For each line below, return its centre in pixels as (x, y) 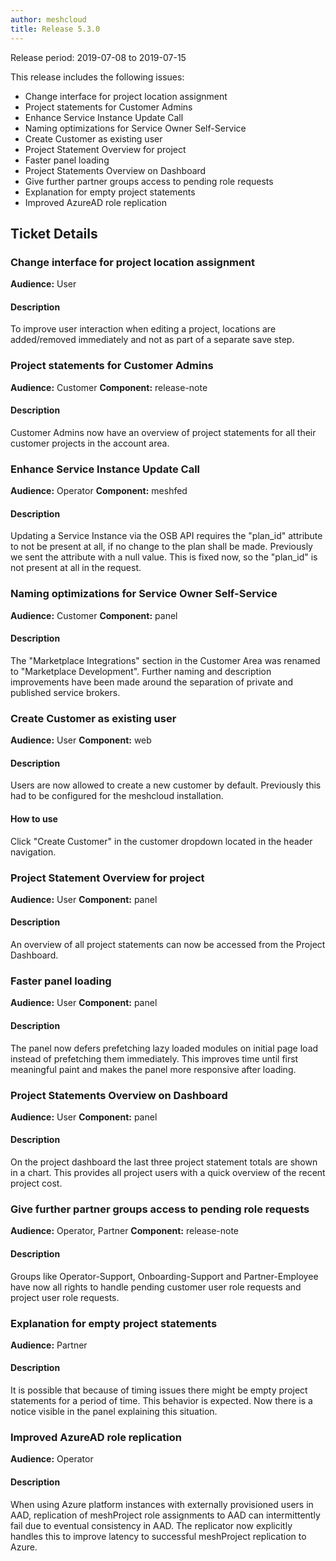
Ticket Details (54, 233)
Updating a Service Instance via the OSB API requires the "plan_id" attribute (166, 536)
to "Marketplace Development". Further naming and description (141, 671)
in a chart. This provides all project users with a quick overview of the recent (168, 1173)
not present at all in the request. (76, 568)
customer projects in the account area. (90, 443)
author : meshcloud (48, 19)
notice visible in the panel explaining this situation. (114, 1412)
